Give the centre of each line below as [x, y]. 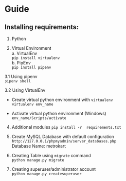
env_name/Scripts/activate [39, 118]
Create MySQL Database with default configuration [63, 137]
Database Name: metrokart [39, 146]
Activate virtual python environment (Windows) [59, 113]
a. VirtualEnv [24, 53]
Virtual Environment [31, 48]
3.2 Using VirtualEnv [25, 90]
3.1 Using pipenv [21, 76]
